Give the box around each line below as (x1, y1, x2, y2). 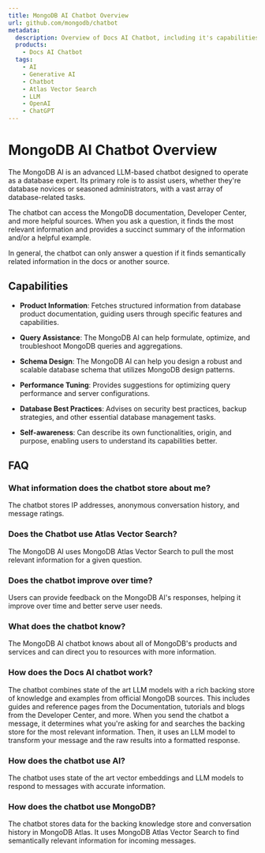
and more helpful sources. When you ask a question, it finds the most (8, 216, 234, 225)
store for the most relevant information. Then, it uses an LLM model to (8, 727, 236, 736)
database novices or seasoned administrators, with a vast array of (8, 183, 223, 194)
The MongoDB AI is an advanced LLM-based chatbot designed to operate (8, 167, 248, 176)
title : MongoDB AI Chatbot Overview (8, 11, 129, 20)
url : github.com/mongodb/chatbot (8, 19, 118, 27)
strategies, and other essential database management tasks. (19, 412, 217, 421)
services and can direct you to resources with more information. (8, 647, 217, 657)
